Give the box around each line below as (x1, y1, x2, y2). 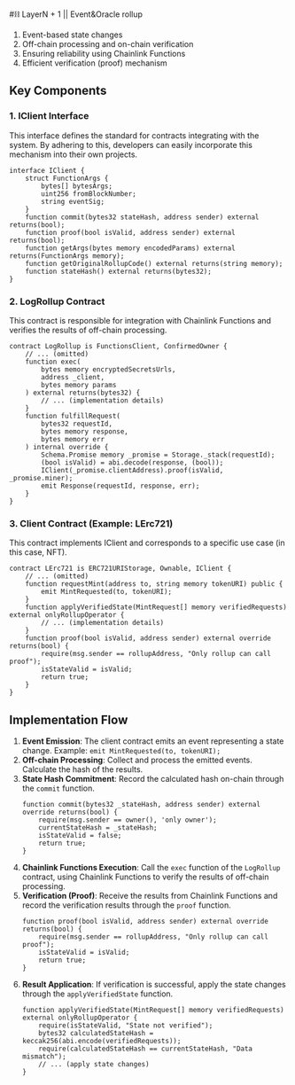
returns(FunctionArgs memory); (9, 251, 125, 261)
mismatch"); (21, 1052, 66, 1061)
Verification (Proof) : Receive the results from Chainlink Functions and (21, 891, 278, 902)
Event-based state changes (21, 29, 123, 40)
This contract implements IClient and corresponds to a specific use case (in (9, 537, 285, 549)
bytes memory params (41, 380, 117, 389)
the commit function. (21, 783, 96, 793)
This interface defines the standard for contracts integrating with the (9, 129, 260, 141)
